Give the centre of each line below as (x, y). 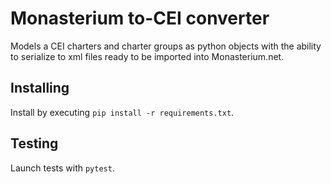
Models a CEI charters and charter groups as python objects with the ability (166, 46)
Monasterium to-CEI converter (140, 18)
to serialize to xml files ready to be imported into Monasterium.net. (147, 56)
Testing (34, 143)
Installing (40, 88)
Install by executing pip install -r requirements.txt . (122, 112)
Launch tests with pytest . (62, 168)
